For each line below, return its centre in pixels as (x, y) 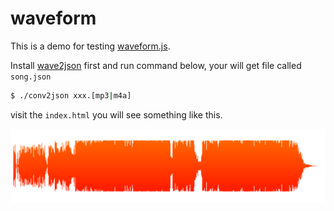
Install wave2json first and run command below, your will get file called (156, 65)
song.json (31, 77)
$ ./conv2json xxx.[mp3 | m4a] (71, 95)
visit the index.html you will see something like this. (116, 114)
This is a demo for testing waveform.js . (90, 46)
